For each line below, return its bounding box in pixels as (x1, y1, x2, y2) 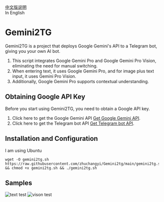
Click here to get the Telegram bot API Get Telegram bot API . (12, 120, 134, 126)
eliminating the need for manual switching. (12, 63, 98, 68)
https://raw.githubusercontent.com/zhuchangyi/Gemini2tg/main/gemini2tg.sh (5, 161, 163, 166)
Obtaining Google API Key (5, 92, 85, 101)
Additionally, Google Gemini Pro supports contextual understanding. (12, 78, 149, 84)
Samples (5, 179, 33, 187)
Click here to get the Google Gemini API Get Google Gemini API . (12, 115, 141, 121)
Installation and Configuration (5, 135, 98, 143)
